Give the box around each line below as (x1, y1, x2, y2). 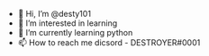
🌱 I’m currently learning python (17, 28, 133, 37)
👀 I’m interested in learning (17, 18, 118, 28)
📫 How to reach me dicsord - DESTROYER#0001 (17, 37, 201, 48)
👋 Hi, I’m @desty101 (17, 9, 92, 19)
